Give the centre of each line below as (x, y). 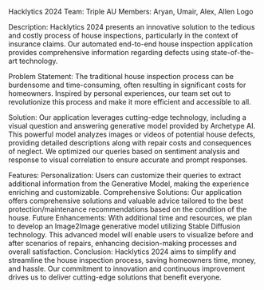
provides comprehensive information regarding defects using (109, 52)
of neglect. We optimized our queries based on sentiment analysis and (124, 151)
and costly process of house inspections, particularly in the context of (123, 36)
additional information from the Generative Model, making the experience (129, 184)
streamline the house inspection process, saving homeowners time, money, (132, 260)
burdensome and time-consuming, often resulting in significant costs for (127, 85)
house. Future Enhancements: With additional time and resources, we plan (130, 218)
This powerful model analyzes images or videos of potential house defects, (132, 134)
